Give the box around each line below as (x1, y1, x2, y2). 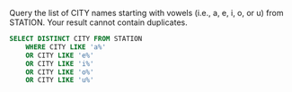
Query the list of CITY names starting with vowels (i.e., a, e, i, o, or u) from (9, 8, 285, 18)
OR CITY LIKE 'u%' (25, 76, 94, 85)
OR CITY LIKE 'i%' (25, 59, 94, 68)
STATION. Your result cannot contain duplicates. (9, 17, 188, 28)
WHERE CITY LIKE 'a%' (25, 42, 106, 52)
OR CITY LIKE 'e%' (25, 51, 94, 60)
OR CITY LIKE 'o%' (25, 67, 94, 77)
